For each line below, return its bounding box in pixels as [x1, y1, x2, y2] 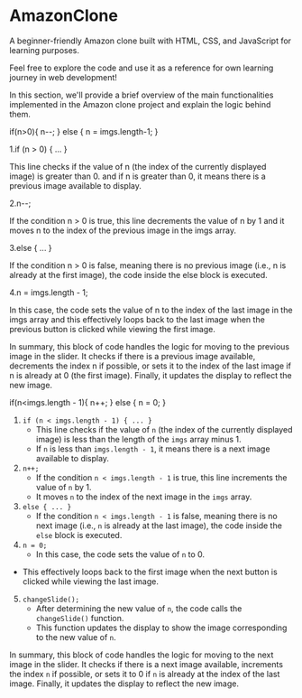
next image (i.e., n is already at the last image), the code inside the [35, 520, 282, 531]
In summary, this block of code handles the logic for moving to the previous [9, 340, 290, 352]
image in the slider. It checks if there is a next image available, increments [9, 658, 284, 669]
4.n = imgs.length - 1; [9, 286, 88, 298]
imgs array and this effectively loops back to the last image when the [9, 313, 266, 325]
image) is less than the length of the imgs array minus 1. [35, 433, 242, 444]
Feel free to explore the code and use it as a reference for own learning [9, 62, 274, 73]
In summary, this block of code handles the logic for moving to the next [9, 649, 274, 660]
